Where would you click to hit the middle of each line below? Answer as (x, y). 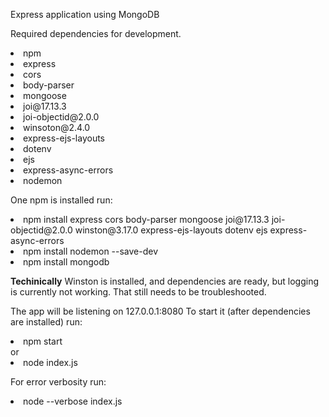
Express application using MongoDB (85, 14)
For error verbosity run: (58, 382)
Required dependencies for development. (96, 33)
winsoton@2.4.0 (57, 127)
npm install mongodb (66, 262)
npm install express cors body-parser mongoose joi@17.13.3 (146, 219)
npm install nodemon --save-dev (91, 251)
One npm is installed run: (61, 200)
